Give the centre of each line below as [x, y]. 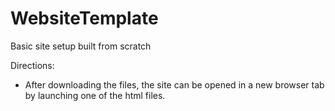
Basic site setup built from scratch [81, 46]
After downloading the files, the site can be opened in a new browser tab [174, 84]
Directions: [32, 65]
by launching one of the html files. [95, 95]
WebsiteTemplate [84, 18]
